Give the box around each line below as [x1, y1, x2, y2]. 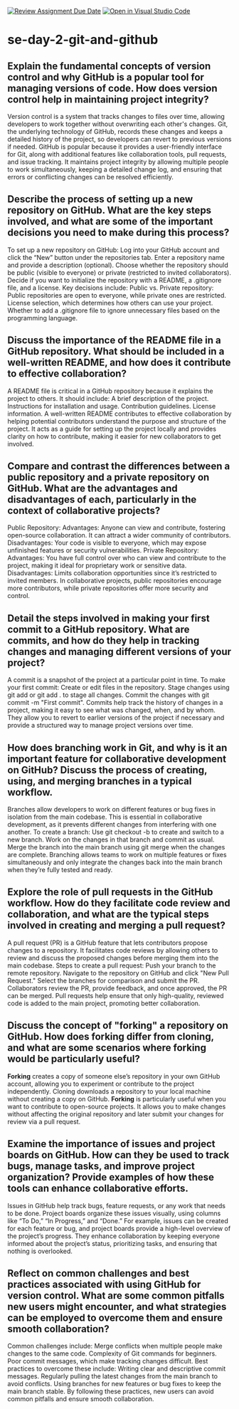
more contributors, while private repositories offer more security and [7, 584, 208, 592]
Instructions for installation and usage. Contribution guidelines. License [7, 402, 216, 410]
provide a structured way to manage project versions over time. [7, 721, 193, 730]
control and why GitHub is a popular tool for [7, 71, 205, 83]
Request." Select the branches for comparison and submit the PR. [7, 976, 200, 985]
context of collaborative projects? [7, 505, 161, 517]
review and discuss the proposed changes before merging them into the [7, 953, 219, 962]
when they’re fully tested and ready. [7, 866, 113, 874]
